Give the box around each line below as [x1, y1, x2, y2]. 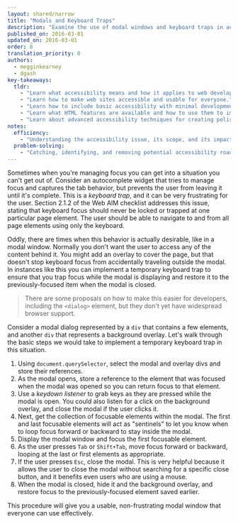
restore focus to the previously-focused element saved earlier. [17, 488, 200, 496]
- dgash [13, 70, 37, 77]
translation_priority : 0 [7, 50, 81, 58]
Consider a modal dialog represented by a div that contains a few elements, [7, 323, 229, 331]
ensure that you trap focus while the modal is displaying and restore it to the [7, 273, 229, 281]
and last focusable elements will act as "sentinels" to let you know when [17, 420, 229, 428]
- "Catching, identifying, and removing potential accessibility [20, 149, 217, 156]
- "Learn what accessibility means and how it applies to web [20, 89, 208, 97]
